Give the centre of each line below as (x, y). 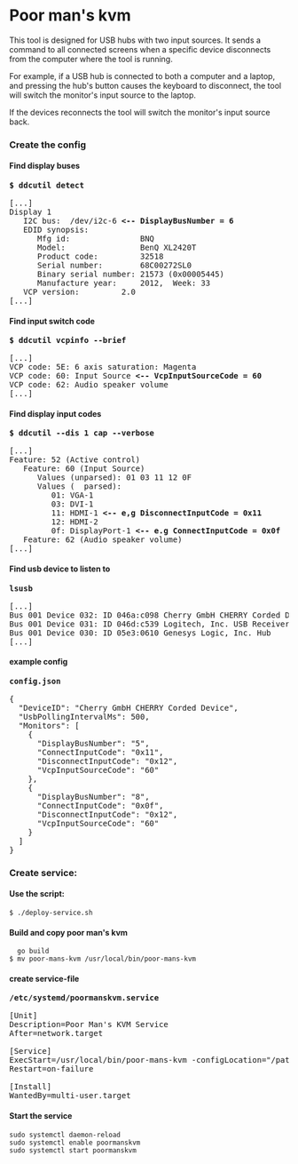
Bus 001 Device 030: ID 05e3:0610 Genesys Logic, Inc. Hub (141, 633)
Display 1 (30, 212)
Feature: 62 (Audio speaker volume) (103, 540)
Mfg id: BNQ (96, 239)
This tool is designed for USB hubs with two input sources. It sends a (135, 40)
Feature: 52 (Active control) (75, 460)
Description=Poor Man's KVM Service (89, 1024)
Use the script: (37, 894)
